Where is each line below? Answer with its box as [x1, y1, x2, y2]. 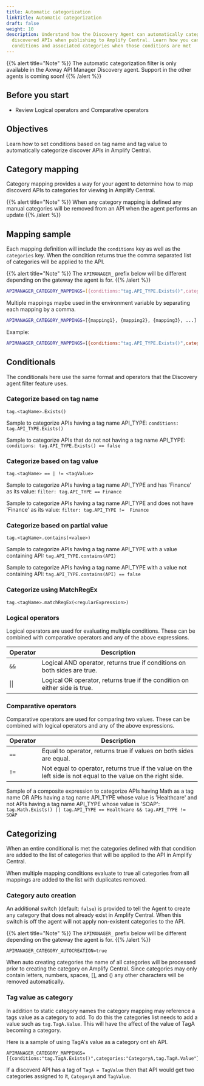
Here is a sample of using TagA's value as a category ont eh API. [6, 1038, 168, 1045]
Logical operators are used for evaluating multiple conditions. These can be [6, 627, 195, 635]
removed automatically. [6, 978, 65, 986]
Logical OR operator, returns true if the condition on [41, 676, 189, 684]
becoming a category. [6, 1026, 61, 1034]
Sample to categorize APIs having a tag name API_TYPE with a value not [6, 564, 187, 571]
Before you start [6, 90, 69, 100]
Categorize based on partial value [6, 521, 108, 530]
